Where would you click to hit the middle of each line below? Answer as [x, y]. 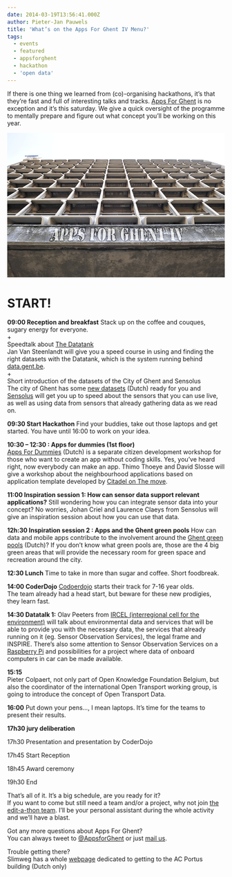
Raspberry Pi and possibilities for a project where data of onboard [101, 651]
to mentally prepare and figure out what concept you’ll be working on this [112, 116]
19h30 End [22, 782]
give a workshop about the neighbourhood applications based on [100, 474]
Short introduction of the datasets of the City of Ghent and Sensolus [104, 381]
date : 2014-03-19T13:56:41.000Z [54, 15]
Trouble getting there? [39, 852]
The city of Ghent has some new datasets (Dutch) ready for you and [104, 388]
